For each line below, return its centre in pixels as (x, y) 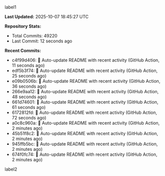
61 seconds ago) (29, 107)
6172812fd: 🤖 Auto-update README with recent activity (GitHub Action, (84, 112)
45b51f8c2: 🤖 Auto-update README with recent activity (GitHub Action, (85, 133)
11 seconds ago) (28, 65)
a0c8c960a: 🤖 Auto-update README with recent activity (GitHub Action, (86, 123)
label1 (11, 7)
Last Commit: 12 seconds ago (42, 41)
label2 (11, 169)
